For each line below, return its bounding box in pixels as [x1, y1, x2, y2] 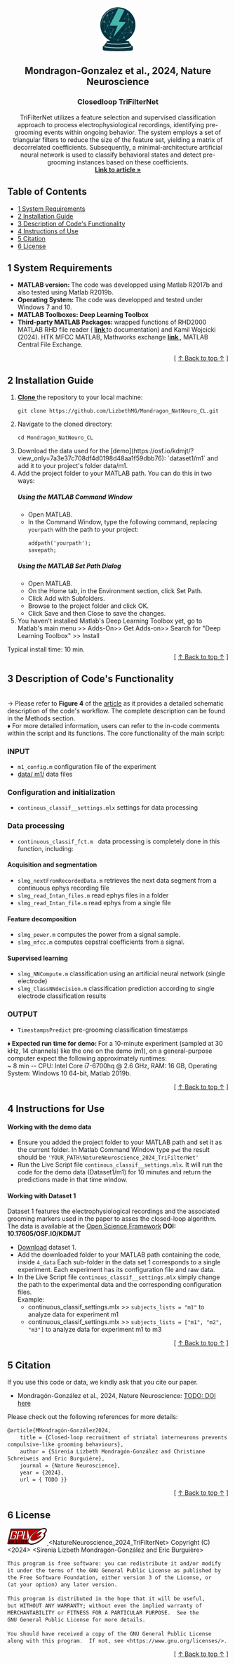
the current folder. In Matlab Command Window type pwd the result [17, 1146, 210, 1154]
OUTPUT [7, 1009, 38, 1019]
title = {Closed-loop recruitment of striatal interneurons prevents [20, 1434, 228, 1442]
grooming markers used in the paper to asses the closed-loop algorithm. [7, 1214, 217, 1223]
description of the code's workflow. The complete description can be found [7, 706, 226, 715]
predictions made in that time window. [17, 1175, 128, 1184]
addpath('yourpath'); [27, 540, 91, 547]
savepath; [27, 547, 58, 554]
